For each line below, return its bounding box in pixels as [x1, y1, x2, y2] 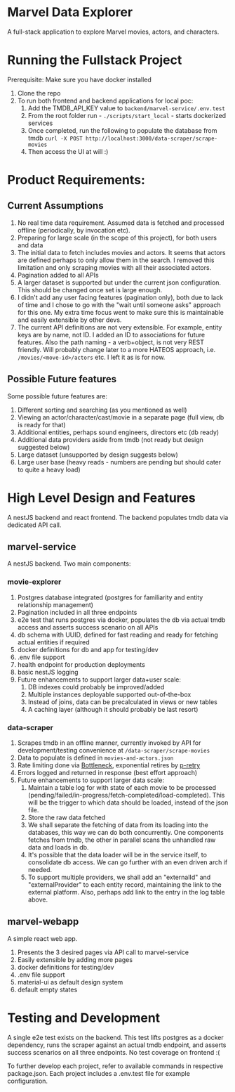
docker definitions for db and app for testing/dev [17, 645, 159, 654]
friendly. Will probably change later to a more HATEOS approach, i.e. [17, 345, 216, 353]
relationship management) [17, 600, 93, 609]
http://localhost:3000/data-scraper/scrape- [85, 135, 218, 142]
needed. [27, 866, 53, 874]
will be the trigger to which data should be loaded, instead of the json [27, 798, 229, 807]
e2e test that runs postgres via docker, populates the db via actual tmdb [17, 616, 226, 624]
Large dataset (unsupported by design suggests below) [17, 450, 179, 459]
